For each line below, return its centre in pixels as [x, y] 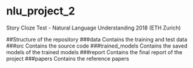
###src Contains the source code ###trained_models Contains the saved [97, 46]
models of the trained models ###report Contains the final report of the [94, 52]
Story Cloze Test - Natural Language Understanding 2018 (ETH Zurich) [94, 28]
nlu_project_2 [41, 11]
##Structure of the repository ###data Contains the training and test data [97, 39]
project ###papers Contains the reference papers [68, 58]
